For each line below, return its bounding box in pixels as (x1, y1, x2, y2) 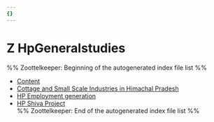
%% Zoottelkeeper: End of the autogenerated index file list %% (16, 106, 200, 115)
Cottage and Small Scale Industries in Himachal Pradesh (16, 84, 179, 93)
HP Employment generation (16, 91, 96, 100)
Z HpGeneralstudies (6, 40, 126, 56)
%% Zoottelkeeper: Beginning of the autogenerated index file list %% (6, 63, 208, 72)
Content (16, 77, 41, 85)
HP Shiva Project (16, 99, 66, 107)
